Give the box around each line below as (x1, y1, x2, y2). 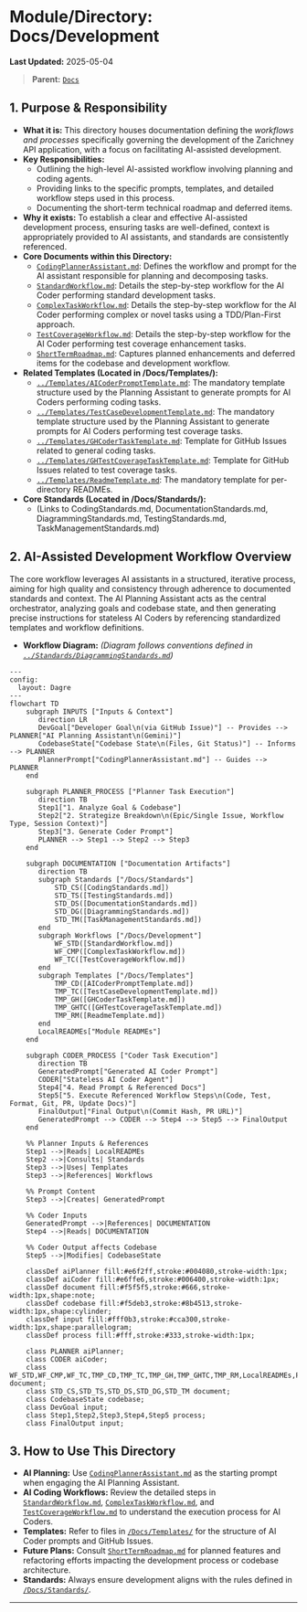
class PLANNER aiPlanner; (26, 1346, 125, 1356)
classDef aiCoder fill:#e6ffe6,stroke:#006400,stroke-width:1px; (26, 1275, 281, 1284)
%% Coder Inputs (26, 1211, 89, 1220)
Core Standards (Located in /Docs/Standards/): (22, 493, 207, 504)
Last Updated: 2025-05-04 (9, 56, 114, 67)
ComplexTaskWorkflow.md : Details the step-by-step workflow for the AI (36, 299, 297, 310)
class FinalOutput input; (26, 1418, 125, 1427)
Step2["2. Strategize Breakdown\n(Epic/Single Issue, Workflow (37, 811, 284, 820)
